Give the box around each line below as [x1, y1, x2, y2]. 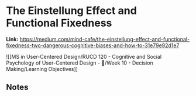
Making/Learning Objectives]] [6, 65, 78, 72]
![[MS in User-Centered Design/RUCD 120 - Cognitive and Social [6, 53, 162, 60]
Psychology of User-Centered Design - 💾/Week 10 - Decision [6, 59, 153, 66]
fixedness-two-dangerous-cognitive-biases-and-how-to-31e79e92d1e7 [6, 42, 180, 49]
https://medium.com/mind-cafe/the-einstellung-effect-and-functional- [19, 35, 190, 42]
